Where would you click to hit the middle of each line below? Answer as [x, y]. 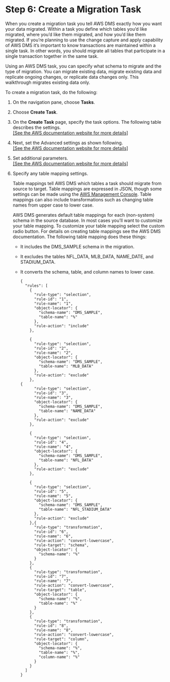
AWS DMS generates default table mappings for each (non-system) [83, 215]
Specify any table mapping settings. [50, 173]
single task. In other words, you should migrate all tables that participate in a [85, 51]
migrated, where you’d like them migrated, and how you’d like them [76, 34]
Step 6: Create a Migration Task [73, 9]
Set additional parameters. [40, 158]
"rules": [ [36, 286]
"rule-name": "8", [53, 630]
